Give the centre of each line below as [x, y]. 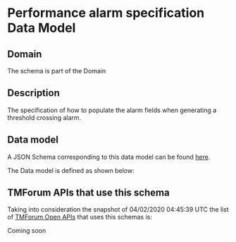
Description [33, 93]
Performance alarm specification [106, 13]
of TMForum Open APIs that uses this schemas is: [80, 217]
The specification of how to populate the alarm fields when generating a [112, 110]
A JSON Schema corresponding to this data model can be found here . [109, 157]
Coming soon [27, 231]
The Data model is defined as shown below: [71, 170]
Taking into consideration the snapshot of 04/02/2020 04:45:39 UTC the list [118, 210]
